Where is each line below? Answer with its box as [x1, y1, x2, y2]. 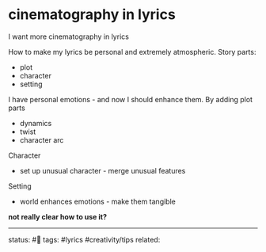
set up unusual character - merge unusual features [19, 166, 186, 175]
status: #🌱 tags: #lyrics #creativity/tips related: [8, 235, 161, 244]
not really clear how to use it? [8, 212, 108, 221]
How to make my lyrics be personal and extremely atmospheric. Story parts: [8, 47, 256, 56]
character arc [19, 135, 64, 144]
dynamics [19, 118, 52, 128]
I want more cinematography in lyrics [8, 32, 129, 41]
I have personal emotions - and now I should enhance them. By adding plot [8, 94, 253, 104]
